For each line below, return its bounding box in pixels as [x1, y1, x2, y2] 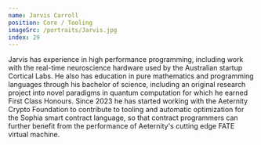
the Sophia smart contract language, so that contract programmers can [8, 113, 238, 122]
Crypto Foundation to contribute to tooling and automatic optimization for [8, 105, 245, 114]
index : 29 [8, 33, 41, 42]
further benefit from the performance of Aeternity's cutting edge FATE [8, 121, 235, 131]
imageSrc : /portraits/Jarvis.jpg [8, 26, 118, 34]
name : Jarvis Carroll [8, 11, 79, 20]
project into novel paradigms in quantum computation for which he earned [8, 88, 248, 98]
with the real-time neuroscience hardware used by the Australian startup [8, 63, 243, 73]
